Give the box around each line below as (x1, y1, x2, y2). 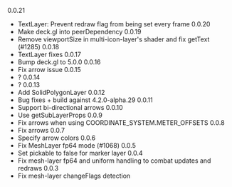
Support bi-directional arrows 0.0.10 (17, 103, 123, 111)
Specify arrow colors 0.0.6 (17, 133, 96, 142)
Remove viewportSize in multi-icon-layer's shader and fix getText (17, 35, 210, 44)
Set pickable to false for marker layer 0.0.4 (17, 149, 143, 157)
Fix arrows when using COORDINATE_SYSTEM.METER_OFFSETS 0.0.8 (17, 118, 226, 127)
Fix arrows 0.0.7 (17, 126, 65, 134)
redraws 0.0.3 (17, 164, 59, 172)
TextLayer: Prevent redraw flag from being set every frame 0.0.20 (17, 20, 211, 28)
